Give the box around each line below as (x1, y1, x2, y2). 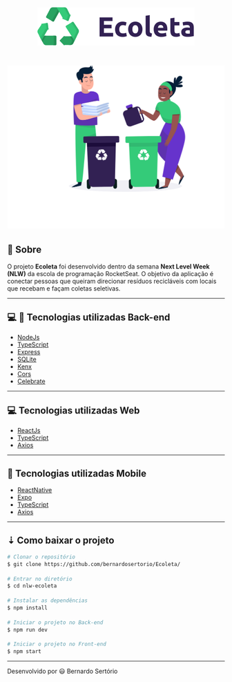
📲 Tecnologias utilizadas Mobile (7, 467, 147, 479)
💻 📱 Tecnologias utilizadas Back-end (7, 311, 171, 324)
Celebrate (17, 377, 46, 386)
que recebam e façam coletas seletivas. (7, 284, 121, 293)
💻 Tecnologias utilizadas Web (7, 405, 140, 416)
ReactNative (17, 486, 52, 494)
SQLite (17, 355, 37, 364)
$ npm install (7, 605, 48, 612)
